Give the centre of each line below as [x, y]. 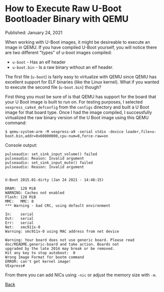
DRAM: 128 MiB [21, 188]
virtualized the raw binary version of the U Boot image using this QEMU [77, 117]
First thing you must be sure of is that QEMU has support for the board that [81, 97]
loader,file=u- [141, 132]
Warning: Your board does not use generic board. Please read [70, 240]
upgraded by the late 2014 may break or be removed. [60, 248]
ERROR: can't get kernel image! [38, 261]
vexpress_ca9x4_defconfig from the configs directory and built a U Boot [77, 107]
